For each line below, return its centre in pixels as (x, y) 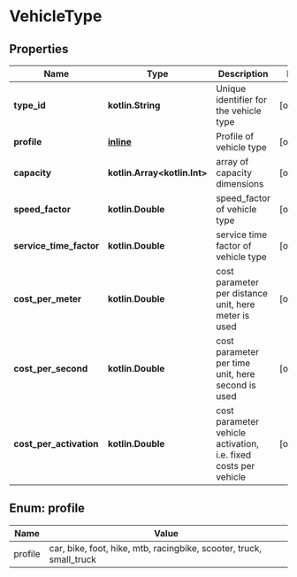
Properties (39, 49)
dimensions (240, 184)
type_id (30, 105)
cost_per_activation (56, 444)
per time (233, 363)
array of (232, 162)
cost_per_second (51, 369)
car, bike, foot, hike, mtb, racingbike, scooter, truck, (156, 548)
